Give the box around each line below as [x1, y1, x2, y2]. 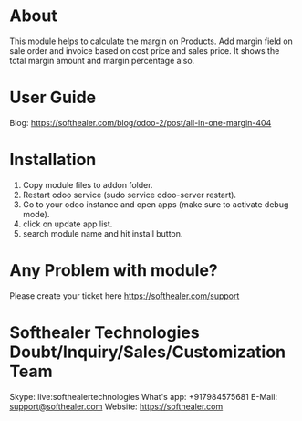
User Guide [9, 88, 97, 108]
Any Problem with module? [9, 260, 218, 280]
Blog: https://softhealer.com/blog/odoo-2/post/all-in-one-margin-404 [9, 117, 272, 128]
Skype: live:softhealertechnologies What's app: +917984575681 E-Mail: [9, 391, 278, 402]
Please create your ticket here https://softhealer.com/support [9, 289, 240, 301]
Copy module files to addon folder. [22, 179, 153, 190]
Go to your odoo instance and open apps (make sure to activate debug [22, 198, 289, 210]
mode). [22, 208, 50, 219]
